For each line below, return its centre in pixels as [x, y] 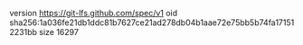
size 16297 [59, 32]
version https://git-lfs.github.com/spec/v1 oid [94, 13]
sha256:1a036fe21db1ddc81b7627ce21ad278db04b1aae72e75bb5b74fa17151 [152, 22]
